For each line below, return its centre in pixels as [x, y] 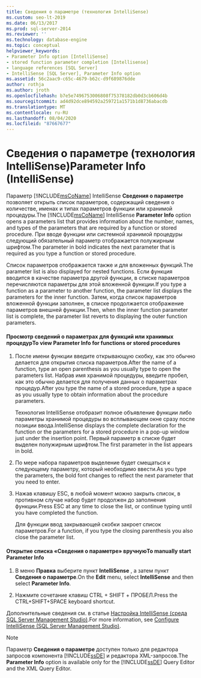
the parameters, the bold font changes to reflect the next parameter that [104, 476]
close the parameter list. [45, 537]
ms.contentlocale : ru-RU [37, 113]
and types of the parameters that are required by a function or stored [91, 228]
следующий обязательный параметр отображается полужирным [90, 241]
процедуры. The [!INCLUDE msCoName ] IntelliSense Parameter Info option [99, 215]
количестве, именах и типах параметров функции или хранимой [89, 209]
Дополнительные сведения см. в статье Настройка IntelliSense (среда [97, 613]
